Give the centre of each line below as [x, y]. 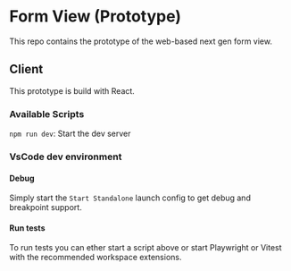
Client [26, 69]
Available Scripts [47, 114]
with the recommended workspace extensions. [96, 258]
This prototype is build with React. [72, 90]
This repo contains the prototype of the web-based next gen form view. [141, 41]
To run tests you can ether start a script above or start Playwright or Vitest [146, 248]
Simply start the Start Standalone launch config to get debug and [130, 198]
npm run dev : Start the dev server [70, 134]
